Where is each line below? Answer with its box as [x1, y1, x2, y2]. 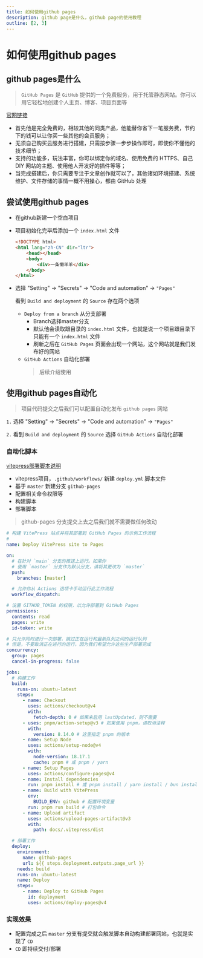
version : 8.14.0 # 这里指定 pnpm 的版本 [33, 731, 130, 737]
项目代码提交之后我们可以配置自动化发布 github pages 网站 [21, 405, 168, 412]
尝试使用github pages [6, 197, 89, 207]
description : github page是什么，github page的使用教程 [6, 15, 142, 21]
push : [11, 569, 26, 576]
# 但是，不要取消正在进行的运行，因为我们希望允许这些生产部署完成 [6, 641, 151, 648]
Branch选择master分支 [33, 318, 89, 325]
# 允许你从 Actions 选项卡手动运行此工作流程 [11, 586, 114, 592]
